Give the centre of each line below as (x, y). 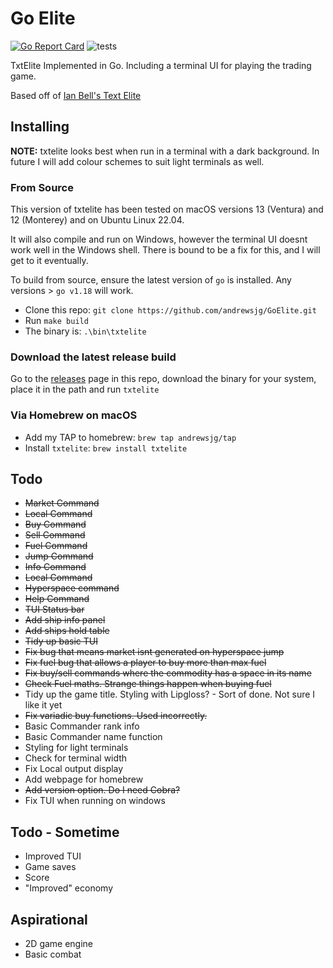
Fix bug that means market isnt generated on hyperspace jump (154, 652)
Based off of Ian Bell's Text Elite (76, 95)
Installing (40, 127)
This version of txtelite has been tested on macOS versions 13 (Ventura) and (167, 209)
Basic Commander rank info (82, 726)
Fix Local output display (74, 769)
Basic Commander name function (93, 737)
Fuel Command (56, 546)
